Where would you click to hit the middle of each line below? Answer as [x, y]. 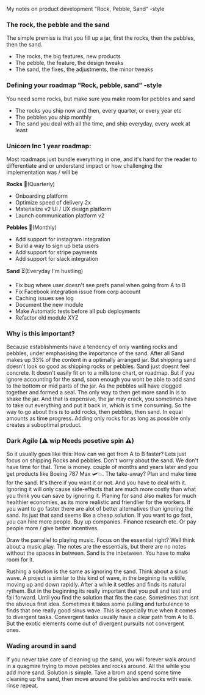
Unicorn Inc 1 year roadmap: [49, 146]
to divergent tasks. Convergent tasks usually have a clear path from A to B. [100, 617]
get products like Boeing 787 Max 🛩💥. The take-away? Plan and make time [102, 474]
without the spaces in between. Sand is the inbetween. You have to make [98, 553]
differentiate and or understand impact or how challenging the [85, 165]
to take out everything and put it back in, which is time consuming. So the [99, 405]
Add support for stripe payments [56, 252]
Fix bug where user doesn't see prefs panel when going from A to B [100, 285]
